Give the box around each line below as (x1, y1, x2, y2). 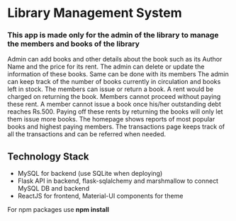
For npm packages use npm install (7, 205, 110, 214)
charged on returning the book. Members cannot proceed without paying (7, 92, 221, 101)
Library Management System (7, 5, 182, 21)
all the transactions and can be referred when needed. (7, 130, 167, 138)
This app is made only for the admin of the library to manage (7, 30, 219, 40)
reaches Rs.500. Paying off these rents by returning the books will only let (7, 107, 223, 116)
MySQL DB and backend (17, 184, 90, 193)
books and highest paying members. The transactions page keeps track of (7, 122, 225, 131)
